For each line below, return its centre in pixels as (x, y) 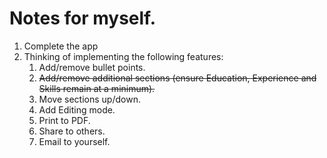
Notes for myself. (83, 18)
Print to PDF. (64, 120)
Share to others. (72, 131)
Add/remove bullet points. (92, 67)
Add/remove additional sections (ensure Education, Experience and (177, 78)
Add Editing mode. (77, 109)
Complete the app (61, 46)
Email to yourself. (74, 141)
